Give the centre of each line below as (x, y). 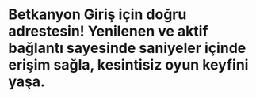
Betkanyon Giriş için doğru (97, 15)
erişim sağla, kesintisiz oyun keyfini (128, 65)
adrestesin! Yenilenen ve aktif (108, 31)
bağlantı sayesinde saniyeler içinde (127, 48)
